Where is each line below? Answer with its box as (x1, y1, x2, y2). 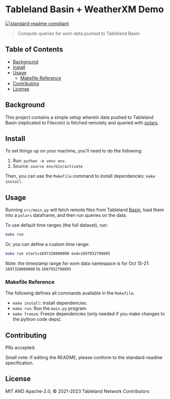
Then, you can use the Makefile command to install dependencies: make (5, 173, 155, 179)
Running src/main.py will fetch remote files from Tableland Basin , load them (5, 207, 164, 213)
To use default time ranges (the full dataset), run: (5, 222, 108, 228)
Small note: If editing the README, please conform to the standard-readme (5, 355, 163, 361)
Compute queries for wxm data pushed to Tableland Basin (17, 30, 140, 36)
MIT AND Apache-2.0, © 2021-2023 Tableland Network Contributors (5, 388, 150, 394)
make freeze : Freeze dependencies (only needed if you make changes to (12, 311, 165, 317)
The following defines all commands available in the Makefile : (5, 290, 135, 296)
